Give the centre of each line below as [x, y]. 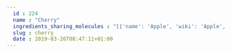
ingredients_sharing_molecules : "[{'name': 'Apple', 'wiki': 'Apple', [119, 26]
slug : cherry [33, 33]
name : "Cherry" [36, 20]
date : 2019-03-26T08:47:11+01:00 [63, 39]
